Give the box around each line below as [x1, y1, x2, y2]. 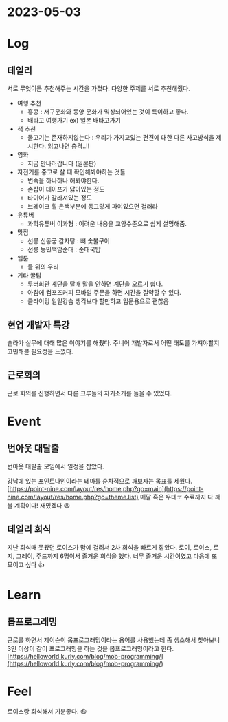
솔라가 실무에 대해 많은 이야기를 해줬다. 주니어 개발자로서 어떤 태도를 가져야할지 [7, 339, 220, 347]
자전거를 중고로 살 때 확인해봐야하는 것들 [16, 168, 126, 176]
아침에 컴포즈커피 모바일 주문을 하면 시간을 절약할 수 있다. [27, 289, 182, 297]
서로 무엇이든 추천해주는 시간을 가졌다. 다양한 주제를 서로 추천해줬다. [7, 84, 190, 93]
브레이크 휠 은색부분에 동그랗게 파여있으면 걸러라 [27, 203, 158, 211]
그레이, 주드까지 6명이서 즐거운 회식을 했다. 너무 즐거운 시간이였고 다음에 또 [16, 552, 218, 560]
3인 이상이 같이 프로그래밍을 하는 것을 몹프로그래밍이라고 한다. [7, 644, 174, 652]
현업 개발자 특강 [7, 319, 70, 331]
